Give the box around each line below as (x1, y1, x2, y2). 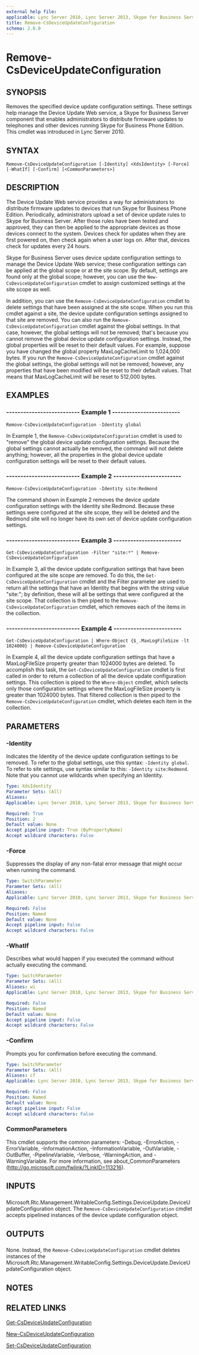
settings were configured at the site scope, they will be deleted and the (6, 509, 179, 516)
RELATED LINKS (6, 1303, 66, 1313)
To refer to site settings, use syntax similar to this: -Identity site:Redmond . (6, 766, 189, 773)
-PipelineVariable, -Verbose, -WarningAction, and (32, 1151, 153, 1158)
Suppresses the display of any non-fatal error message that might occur (6, 860, 182, 867)
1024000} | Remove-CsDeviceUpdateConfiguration (6, 643, 126, 649)
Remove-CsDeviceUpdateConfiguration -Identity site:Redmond (6, 485, 158, 491)
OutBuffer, (6, 1151, 31, 1158)
